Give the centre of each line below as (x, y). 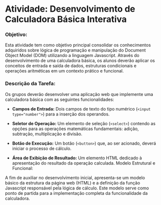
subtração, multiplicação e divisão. (47, 134)
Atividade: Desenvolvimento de (70, 9)
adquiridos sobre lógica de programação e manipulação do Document (76, 50)
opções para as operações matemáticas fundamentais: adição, (75, 129)
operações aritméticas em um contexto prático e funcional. (64, 71)
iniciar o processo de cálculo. (42, 148)
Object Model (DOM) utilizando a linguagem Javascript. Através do (72, 56)
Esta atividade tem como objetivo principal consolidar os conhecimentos (78, 45)
